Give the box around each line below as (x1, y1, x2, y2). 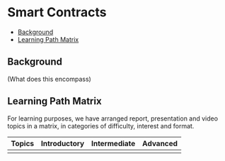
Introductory (41, 138, 85, 148)
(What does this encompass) (7, 74, 92, 83)
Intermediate (91, 138, 136, 148)
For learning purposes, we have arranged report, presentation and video (7, 114, 218, 123)
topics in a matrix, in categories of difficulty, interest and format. (7, 121, 195, 130)
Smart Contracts (7, 4, 108, 21)
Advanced (142, 138, 178, 148)
